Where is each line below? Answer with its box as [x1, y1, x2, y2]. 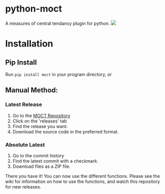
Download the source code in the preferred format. [12, 128, 119, 135]
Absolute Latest [5, 141, 45, 148]
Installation [5, 38, 53, 49]
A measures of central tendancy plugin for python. [5, 20, 110, 26]
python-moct [5, 3, 62, 15]
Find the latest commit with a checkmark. [12, 158, 98, 164]
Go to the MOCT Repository [12, 112, 71, 118]
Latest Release [5, 101, 42, 108]
